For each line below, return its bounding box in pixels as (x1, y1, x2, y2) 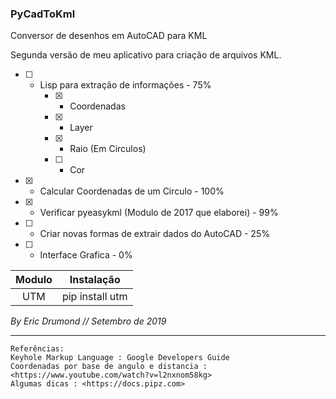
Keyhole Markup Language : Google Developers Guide (10, 353, 230, 363)
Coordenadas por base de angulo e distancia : (10, 362, 208, 372)
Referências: (10, 344, 65, 354)
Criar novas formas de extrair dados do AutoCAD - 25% (39, 228, 270, 240)
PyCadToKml (10, 7, 76, 21)
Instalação (69, 273, 121, 287)
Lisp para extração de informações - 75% (39, 79, 212, 91)
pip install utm (61, 290, 128, 304)
